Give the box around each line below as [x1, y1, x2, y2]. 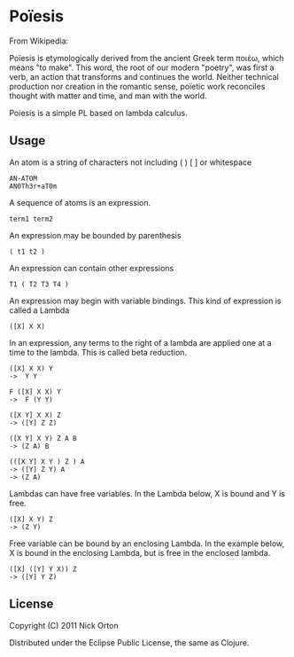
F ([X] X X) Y [9, 387, 62, 396]
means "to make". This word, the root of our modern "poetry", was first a [9, 62, 275, 73]
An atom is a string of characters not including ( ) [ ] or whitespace [9, 157, 252, 168]
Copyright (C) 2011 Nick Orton [9, 620, 119, 630]
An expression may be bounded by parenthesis [9, 230, 182, 240]
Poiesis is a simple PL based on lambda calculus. [9, 107, 188, 118]
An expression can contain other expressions [9, 262, 174, 273]
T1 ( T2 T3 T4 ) [9, 279, 69, 289]
